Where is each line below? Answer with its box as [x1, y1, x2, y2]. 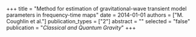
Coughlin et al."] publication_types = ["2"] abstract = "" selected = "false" [6, 18, 191, 24]
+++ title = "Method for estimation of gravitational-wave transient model [6, 5, 187, 12]
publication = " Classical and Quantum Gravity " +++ [6, 24, 137, 31]
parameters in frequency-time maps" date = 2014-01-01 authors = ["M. [6, 11, 184, 18]
